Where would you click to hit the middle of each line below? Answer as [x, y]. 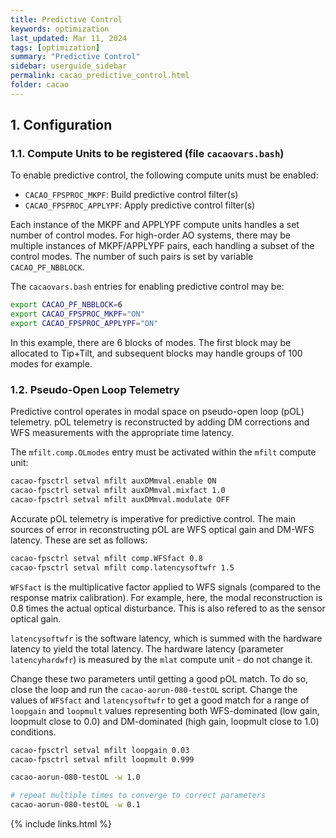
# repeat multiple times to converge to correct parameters [138, 796]
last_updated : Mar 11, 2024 [69, 38]
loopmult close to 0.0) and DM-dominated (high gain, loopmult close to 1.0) [165, 721]
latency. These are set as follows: [79, 540]
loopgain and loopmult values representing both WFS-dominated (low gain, [165, 710]
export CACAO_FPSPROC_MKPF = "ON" [77, 314]
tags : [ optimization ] [55, 47]
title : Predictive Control [66, 19]
